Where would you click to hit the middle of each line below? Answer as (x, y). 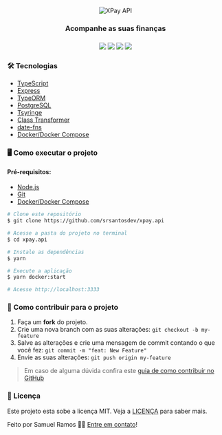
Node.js (28, 187)
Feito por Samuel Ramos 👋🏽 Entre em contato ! (73, 424)
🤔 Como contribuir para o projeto (63, 308)
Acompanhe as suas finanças (115, 28)
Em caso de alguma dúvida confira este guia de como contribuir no (119, 371)
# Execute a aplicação (40, 271)
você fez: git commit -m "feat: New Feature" (82, 350)
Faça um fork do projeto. (52, 322)
